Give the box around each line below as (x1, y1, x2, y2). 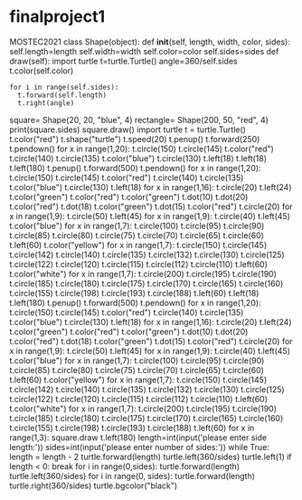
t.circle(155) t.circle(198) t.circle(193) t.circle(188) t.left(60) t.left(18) (9, 287, 260, 298)
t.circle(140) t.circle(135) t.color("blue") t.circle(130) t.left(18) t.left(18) (9, 152, 268, 164)
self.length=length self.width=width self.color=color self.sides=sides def (9, 45, 279, 56)
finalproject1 (9, 6, 106, 27)
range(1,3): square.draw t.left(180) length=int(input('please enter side (9, 432, 268, 443)
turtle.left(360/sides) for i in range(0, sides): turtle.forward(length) (9, 470, 256, 481)
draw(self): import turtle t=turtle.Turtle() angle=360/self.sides (9, 55, 238, 66)
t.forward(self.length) (17, 91, 107, 100)
